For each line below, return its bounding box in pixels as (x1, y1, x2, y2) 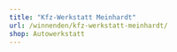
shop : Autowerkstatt (9, 29, 86, 38)
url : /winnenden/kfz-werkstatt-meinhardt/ (9, 21, 168, 30)
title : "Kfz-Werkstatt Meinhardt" (9, 12, 137, 22)
